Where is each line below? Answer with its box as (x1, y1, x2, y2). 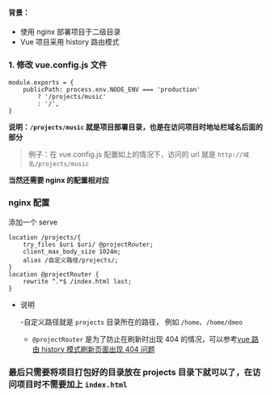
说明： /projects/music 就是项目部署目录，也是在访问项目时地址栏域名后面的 (8, 122, 263, 131)
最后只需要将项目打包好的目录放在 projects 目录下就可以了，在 (8, 366, 253, 378)
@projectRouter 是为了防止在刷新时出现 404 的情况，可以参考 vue (32, 334, 250, 344)
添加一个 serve (8, 217, 58, 227)
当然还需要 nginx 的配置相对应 (8, 175, 109, 185)
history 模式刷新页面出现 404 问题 (41, 344, 155, 354)
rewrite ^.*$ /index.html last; (23, 277, 132, 285)
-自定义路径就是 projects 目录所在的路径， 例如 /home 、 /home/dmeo (19, 317, 243, 327)
